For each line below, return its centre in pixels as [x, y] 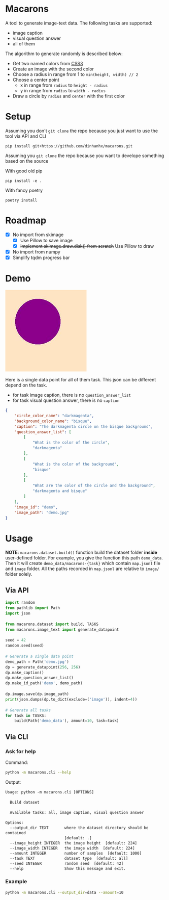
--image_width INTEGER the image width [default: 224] [73, 848]
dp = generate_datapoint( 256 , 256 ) [43, 667]
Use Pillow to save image [46, 240]
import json [18, 613]
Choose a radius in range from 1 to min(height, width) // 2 [75, 74]
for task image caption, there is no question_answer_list [72, 395]
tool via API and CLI [26, 136]
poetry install [21, 200]
